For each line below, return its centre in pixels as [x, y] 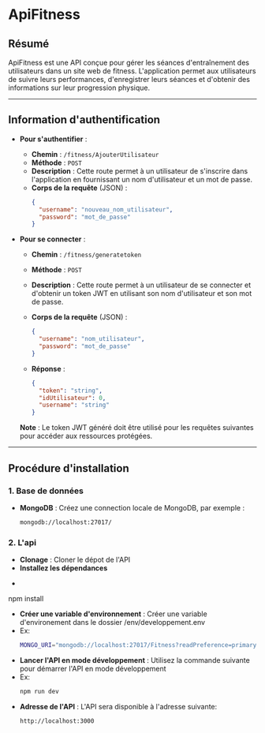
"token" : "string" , [70, 391]
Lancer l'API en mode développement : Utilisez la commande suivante [134, 660]
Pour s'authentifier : [53, 139]
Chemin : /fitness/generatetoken [86, 255]
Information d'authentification [84, 120]
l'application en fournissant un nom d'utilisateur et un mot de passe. [142, 179]
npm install [26, 599]
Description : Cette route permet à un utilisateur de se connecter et [141, 285]
